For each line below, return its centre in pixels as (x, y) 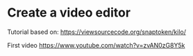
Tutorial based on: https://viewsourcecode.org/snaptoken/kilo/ (96, 32)
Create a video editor (69, 13)
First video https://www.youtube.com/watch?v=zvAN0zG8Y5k (96, 45)
